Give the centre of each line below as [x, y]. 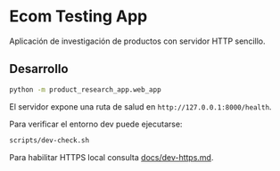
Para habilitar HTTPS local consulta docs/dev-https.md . [111, 157]
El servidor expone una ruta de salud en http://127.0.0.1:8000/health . [140, 106]
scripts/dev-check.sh [49, 140]
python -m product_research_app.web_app [86, 90]
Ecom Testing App [78, 16]
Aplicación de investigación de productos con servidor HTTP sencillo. [137, 41]
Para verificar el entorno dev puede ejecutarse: [96, 124]
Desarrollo [39, 69]
